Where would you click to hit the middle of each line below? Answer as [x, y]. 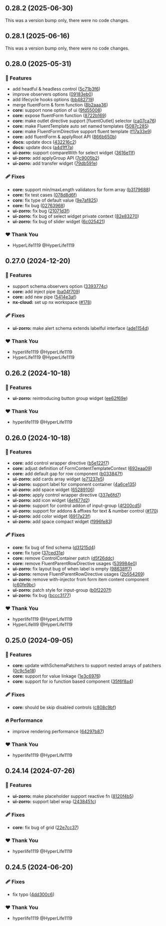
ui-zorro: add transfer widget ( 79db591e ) [55, 163]
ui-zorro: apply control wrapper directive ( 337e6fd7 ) [67, 495]
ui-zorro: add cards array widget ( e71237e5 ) [58, 479]
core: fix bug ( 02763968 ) [39, 205]
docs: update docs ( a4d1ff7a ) [43, 148]
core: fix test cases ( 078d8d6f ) [45, 195]
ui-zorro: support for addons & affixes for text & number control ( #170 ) [85, 511]
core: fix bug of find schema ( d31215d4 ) [54, 548]
